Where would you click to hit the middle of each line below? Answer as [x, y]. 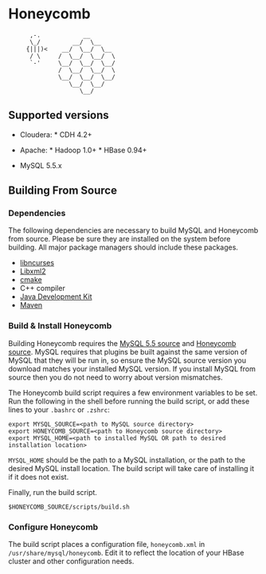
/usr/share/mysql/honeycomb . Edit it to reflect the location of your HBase [126, 553]
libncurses [37, 263]
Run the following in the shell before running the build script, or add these [129, 401]
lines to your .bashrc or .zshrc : [59, 409]
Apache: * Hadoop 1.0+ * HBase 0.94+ [83, 150]
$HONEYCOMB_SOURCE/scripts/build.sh [69, 507]
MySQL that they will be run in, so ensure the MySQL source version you [127, 360]
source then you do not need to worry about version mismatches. [115, 377]
